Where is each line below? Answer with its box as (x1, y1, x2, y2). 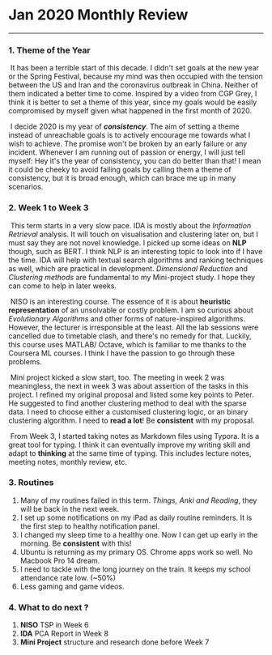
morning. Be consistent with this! (19, 538, 132, 548)
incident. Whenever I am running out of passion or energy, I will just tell (8, 147, 245, 157)
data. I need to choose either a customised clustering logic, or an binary (8, 406, 249, 416)
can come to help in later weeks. (8, 281, 117, 291)
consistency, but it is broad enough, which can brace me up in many (8, 173, 236, 183)
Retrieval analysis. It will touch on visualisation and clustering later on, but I (8, 229, 259, 239)
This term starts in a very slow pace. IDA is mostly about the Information (10, 220, 252, 230)
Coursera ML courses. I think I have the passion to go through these (8, 348, 236, 358)
